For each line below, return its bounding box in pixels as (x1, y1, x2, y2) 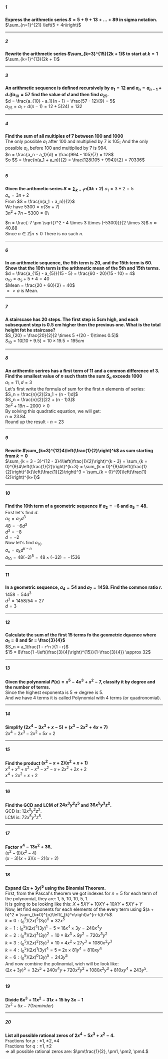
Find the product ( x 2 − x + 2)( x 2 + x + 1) (5, 759, 88, 766)
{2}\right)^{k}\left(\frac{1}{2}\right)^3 (5, 469, 81, 475)
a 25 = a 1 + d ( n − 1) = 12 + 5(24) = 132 (5, 103, 82, 110)
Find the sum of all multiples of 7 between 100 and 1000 (5, 133, 123, 139)
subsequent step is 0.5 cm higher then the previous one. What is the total (5, 321, 161, 327)
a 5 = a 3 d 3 (5, 515, 26, 523)
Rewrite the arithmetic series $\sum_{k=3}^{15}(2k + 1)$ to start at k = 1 (5, 51, 158, 57)
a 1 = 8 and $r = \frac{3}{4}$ (5, 637, 65, 644)
